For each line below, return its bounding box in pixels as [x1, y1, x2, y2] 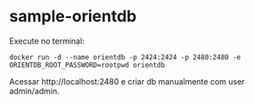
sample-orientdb [9, 6, 137, 27]
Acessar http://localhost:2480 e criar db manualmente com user [9, 76, 245, 86]
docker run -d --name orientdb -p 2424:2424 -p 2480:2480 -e [9, 52, 242, 61]
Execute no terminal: [9, 36, 85, 46]
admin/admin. [9, 85, 60, 96]
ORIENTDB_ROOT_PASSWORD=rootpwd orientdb [9, 60, 166, 69]
